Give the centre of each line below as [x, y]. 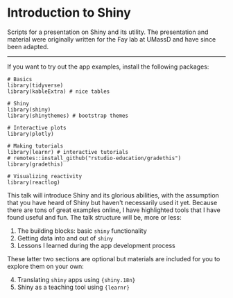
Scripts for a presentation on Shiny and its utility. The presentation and [108, 32]
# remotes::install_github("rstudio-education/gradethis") [94, 158]
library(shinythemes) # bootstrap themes [68, 116]
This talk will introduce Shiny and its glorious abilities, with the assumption [113, 195]
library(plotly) [31, 134]
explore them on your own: [46, 266]
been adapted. [28, 46]
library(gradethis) [35, 164]
